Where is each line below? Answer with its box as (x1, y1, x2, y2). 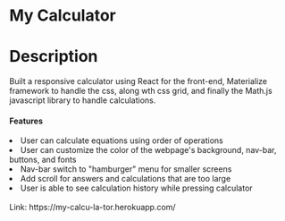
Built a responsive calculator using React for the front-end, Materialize (9, 76, 268, 87)
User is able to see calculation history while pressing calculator (21, 183, 253, 193)
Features (9, 115, 43, 126)
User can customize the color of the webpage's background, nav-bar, (21, 145, 277, 156)
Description (9, 47, 98, 67)
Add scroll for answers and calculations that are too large (21, 174, 231, 184)
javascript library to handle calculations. (9, 95, 156, 106)
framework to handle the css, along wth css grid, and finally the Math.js (9, 86, 272, 97)
